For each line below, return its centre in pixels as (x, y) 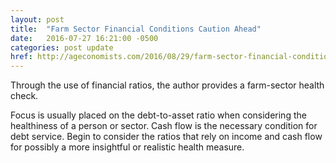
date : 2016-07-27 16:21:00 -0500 (84, 38)
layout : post (37, 19)
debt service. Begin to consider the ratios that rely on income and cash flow (166, 137)
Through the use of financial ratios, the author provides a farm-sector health (167, 85)
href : (21, 57)
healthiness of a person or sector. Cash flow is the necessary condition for (164, 126)
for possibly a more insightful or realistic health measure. (127, 147)
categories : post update (62, 47)
